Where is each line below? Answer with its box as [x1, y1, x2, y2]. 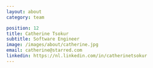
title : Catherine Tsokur [6, 30, 69, 36]
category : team [6, 14, 45, 20]
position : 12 [6, 25, 39, 31]
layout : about [6, 8, 42, 15]
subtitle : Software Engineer [6, 36, 80, 42]
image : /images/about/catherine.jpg [6, 42, 99, 48]
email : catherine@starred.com [6, 47, 83, 54]
